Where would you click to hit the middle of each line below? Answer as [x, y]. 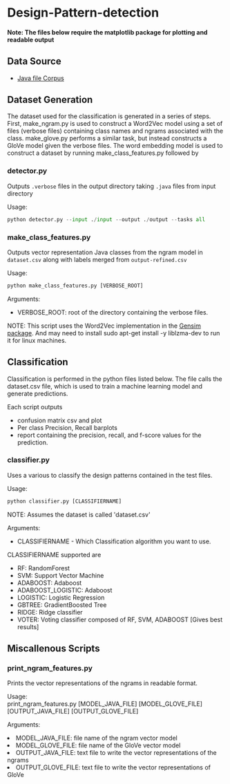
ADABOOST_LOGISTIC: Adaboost [65, 590]
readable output [31, 39]
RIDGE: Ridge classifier [50, 612]
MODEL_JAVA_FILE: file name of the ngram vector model [97, 738]
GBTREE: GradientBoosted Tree [62, 605]
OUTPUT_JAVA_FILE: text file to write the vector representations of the [117, 753]
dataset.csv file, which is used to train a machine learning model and [105, 386]
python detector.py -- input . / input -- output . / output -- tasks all [106, 219]
